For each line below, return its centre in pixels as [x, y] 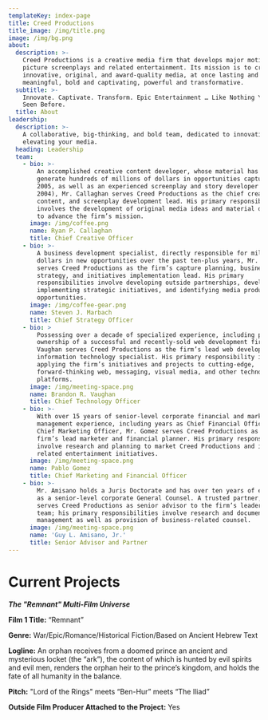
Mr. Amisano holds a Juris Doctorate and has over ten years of [146, 491]
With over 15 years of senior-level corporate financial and [141, 417]
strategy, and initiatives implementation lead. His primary [141, 275]
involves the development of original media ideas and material [146, 208]
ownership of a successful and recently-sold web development [142, 342]
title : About [37, 113]
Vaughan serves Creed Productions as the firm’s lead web [135, 350]
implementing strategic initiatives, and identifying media [139, 291]
